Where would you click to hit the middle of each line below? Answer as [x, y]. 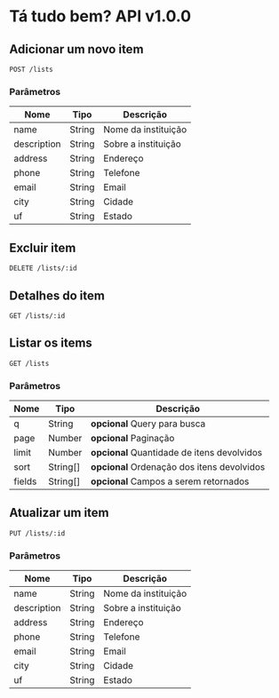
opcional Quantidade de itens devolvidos [176, 453]
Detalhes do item [57, 295]
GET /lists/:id [37, 316]
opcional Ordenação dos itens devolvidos [178, 467]
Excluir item [43, 247]
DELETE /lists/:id [43, 268]
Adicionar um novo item [76, 49]
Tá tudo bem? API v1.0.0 [100, 16]
